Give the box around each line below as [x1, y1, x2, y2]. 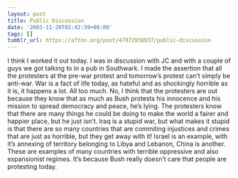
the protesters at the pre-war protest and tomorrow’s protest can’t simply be [7, 72, 231, 80]
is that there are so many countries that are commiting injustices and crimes [7, 125, 229, 133]
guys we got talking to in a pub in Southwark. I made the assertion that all [7, 64, 222, 73]
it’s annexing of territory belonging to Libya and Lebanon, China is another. [7, 140, 226, 148]
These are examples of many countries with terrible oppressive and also [7, 147, 219, 156]
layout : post [7, 10, 46, 18]
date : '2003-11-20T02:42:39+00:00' [7, 23, 113, 31]
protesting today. [7, 162, 58, 171]
